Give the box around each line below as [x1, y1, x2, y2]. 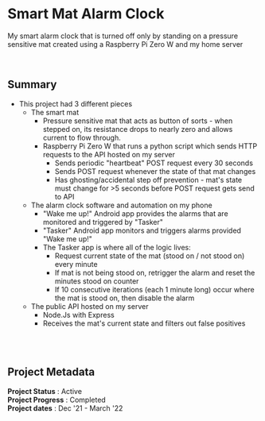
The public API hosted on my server [30, 301, 149, 311]
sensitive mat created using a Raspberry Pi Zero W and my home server [7, 39, 244, 48]
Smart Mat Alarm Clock [7, 5, 165, 23]
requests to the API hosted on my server [42, 149, 176, 159]
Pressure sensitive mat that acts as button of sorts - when [42, 116, 233, 126]
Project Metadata [7, 365, 95, 379]
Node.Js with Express [42, 310, 115, 319]
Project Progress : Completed [7, 395, 107, 404]
